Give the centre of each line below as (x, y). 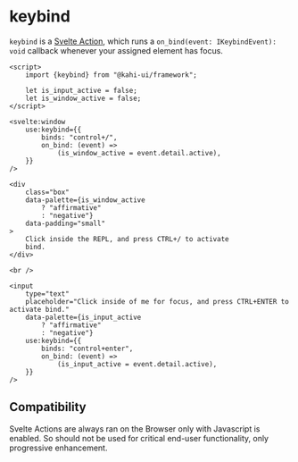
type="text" (47, 294)
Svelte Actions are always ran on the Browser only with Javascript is (135, 428)
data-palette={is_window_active (85, 200)
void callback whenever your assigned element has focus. (116, 50)
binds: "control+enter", (87, 349)
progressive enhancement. (58, 448)
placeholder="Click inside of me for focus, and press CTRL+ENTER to (157, 301)
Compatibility (48, 407)
